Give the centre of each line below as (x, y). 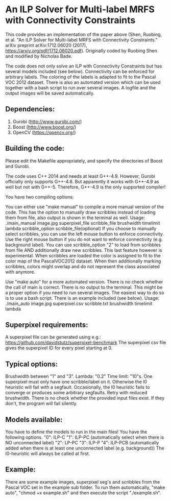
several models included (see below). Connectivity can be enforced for (80, 71)
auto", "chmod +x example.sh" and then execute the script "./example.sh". (83, 493)
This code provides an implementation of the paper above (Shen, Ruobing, (84, 34)
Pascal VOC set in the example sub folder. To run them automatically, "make (85, 487)
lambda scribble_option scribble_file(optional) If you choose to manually (81, 228)
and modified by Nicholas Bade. (39, 56)
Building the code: (35, 148)
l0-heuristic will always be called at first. (48, 454)
